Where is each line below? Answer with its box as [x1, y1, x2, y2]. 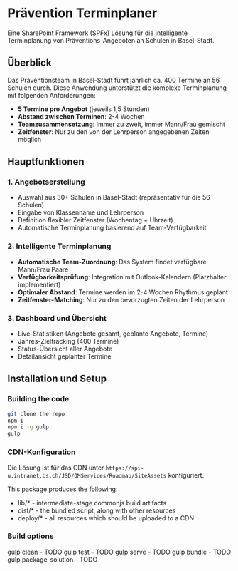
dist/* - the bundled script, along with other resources [17, 506, 176, 515]
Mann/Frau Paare [17, 265, 69, 274]
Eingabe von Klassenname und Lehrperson [17, 208, 144, 217]
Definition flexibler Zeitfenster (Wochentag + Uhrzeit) [17, 216, 173, 225]
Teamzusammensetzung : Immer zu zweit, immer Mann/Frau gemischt [17, 120, 226, 128]
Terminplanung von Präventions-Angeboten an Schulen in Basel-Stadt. [7, 36, 215, 44]
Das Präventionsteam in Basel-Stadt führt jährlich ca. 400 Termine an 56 [7, 76, 220, 84]
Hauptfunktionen [7, 155, 85, 168]
